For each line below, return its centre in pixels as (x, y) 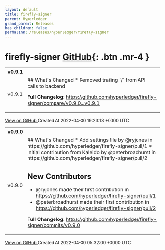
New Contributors (59, 176)
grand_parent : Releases (29, 23)
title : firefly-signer (28, 14)
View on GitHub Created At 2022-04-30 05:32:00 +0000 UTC (68, 243)
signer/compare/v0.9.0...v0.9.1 (63, 103)
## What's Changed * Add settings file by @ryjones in (90, 140)
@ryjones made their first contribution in (82, 190)
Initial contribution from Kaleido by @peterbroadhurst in (92, 152)
